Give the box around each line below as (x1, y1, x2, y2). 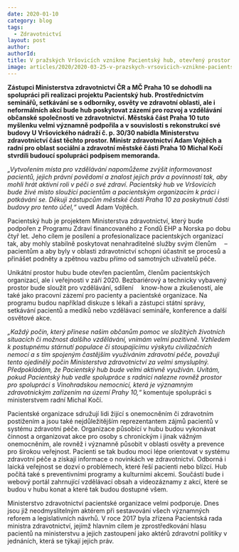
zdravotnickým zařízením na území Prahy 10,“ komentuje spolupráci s (7, 387, 212, 396)
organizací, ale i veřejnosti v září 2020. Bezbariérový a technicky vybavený (7, 276, 227, 284)
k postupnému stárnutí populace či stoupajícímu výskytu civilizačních (7, 343, 212, 351)
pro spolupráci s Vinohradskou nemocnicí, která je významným (7, 380, 193, 389)
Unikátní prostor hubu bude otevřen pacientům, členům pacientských (7, 268, 211, 276)
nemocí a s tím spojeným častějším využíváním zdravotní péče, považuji (7, 350, 220, 358)
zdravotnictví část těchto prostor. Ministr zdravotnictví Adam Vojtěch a (7, 136, 222, 145)
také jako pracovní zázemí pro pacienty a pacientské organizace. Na (7, 291, 208, 299)
